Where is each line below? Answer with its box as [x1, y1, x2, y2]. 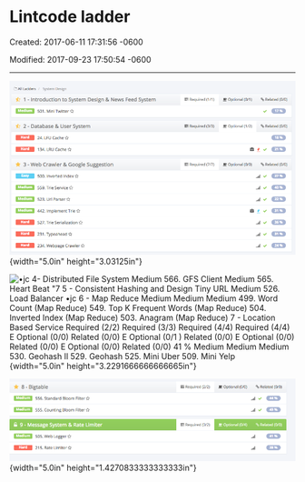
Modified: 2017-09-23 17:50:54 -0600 [9, 54, 152, 65]
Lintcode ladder [9, 6, 131, 27]
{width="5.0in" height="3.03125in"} [9, 256, 143, 267]
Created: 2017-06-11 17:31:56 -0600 [9, 36, 143, 47]
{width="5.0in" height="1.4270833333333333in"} [9, 462, 197, 473]
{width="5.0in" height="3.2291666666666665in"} [9, 361, 197, 372]
